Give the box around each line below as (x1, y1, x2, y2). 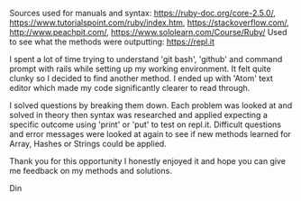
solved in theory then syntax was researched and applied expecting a (9, 110, 269, 120)
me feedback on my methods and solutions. (9, 166, 173, 176)
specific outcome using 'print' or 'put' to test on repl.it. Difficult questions (9, 119, 282, 130)
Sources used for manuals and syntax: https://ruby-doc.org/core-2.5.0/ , (9, 8, 277, 18)
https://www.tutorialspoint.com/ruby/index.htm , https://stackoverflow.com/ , (9, 17, 290, 28)
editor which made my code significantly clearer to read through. (9, 83, 251, 93)
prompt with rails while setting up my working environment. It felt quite (9, 63, 272, 74)
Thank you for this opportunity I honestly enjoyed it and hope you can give (9, 156, 287, 166)
